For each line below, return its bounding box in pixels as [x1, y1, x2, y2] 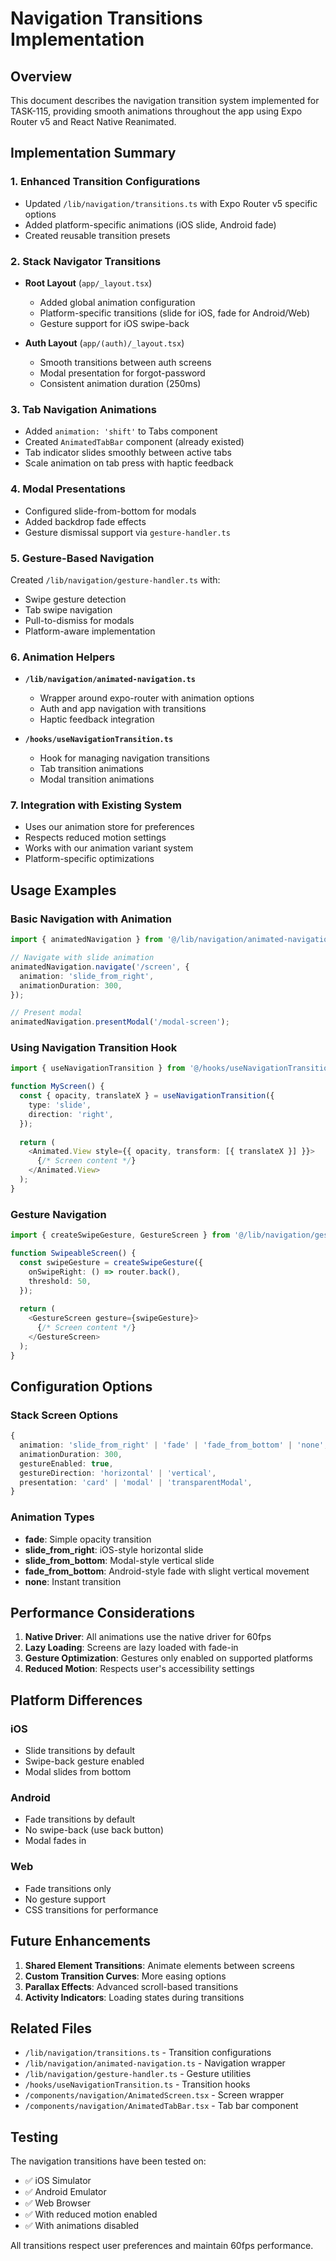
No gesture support [24, 1893, 107, 1905]
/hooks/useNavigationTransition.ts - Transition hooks [24, 2078, 251, 2091]
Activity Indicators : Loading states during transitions [24, 1991, 245, 2003]
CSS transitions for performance [24, 1903, 159, 1916]
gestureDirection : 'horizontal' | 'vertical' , [19, 1468, 217, 1478]
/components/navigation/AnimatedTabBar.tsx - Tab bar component [24, 2100, 299, 2112]
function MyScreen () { [10, 1082, 105, 1092]
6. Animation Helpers [10, 650, 116, 664]
